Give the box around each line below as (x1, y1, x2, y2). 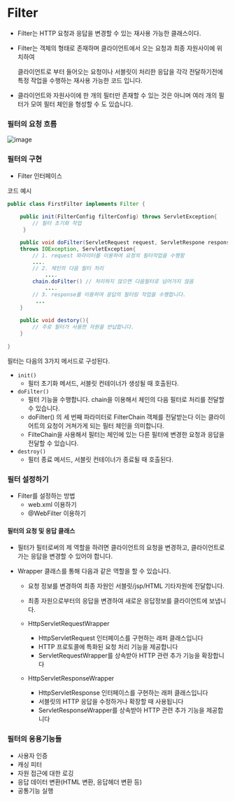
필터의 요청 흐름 (7, 119, 57, 129)
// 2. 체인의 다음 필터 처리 (32, 265, 104, 272)
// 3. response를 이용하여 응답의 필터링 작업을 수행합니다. (32, 291, 187, 298)
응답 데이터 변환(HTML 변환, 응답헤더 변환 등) (17, 777, 142, 786)
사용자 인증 (17, 751, 48, 760)
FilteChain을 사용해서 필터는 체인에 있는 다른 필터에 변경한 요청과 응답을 (27, 430, 225, 438)
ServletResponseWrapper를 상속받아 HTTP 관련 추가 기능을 (38, 706, 205, 715)
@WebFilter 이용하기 (27, 509, 86, 517)
